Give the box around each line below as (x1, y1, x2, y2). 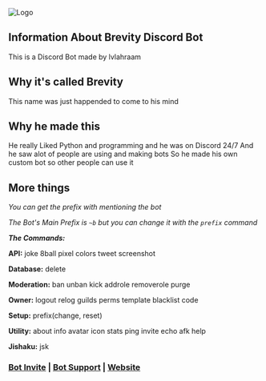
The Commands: (8, 233, 66, 243)
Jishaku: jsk (8, 342, 50, 351)
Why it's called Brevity (8, 75, 124, 89)
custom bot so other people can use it (8, 158, 134, 167)
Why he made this (8, 120, 101, 134)
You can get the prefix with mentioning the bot (8, 203, 162, 212)
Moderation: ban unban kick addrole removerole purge (8, 280, 191, 290)
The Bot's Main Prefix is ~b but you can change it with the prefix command (8, 218, 258, 227)
